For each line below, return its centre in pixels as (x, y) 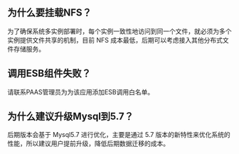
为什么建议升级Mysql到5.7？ (70, 117)
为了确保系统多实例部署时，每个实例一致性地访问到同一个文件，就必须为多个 (119, 31)
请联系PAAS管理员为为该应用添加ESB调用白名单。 (81, 92)
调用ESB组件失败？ (49, 73)
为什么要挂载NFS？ (50, 13)
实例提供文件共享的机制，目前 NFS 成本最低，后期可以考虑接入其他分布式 (115, 40)
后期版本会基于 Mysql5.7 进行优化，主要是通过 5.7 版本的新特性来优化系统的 (119, 135)
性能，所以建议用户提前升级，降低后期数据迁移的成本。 (88, 143)
